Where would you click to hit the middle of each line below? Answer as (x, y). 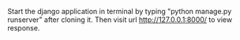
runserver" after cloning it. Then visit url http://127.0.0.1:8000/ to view (120, 20)
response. (24, 28)
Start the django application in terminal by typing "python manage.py (120, 11)
